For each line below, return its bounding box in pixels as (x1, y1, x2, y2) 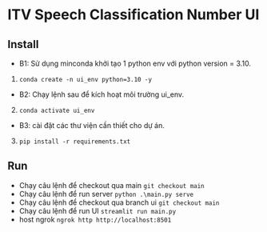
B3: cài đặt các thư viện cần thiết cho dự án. (18, 121, 165, 130)
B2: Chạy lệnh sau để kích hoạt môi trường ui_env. (18, 90, 185, 99)
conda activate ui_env (18, 106, 95, 114)
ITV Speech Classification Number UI (7, 6, 260, 24)
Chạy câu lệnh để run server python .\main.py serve (18, 189, 193, 198)
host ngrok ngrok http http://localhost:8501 (18, 214, 172, 224)
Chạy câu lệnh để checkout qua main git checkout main (18, 180, 205, 190)
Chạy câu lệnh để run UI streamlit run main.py (18, 206, 177, 215)
